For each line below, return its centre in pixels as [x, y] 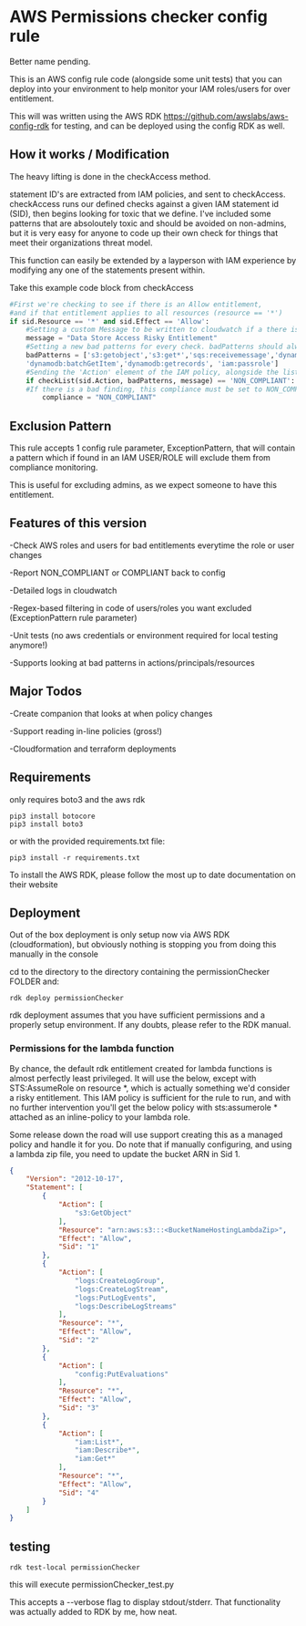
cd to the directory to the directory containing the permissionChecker [140, 972]
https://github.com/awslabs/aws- [226, 116]
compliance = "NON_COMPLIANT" [99, 398]
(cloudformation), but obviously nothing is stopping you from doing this [143, 945]
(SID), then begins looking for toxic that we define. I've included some [140, 213]
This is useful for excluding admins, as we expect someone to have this [143, 485]
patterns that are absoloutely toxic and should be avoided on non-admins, [148, 223]
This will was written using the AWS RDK [86, 116]
